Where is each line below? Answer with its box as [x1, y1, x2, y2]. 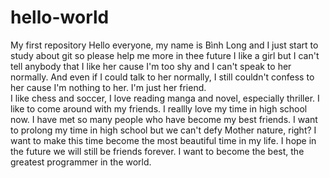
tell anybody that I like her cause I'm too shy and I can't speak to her [10, 60, 292, 72]
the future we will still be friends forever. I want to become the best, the [10, 145, 305, 157]
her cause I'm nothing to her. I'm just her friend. [10, 81, 207, 93]
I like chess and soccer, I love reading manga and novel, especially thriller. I [10, 92, 320, 104]
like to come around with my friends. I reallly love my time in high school [10, 102, 308, 115]
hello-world [10, 6, 110, 29]
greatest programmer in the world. [10, 156, 152, 168]
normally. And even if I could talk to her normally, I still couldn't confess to [10, 71, 315, 83]
